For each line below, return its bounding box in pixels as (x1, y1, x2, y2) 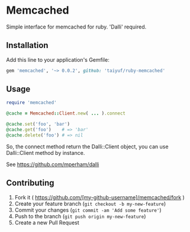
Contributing (6, 178, 54, 188)
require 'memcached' (6, 100, 57, 106)
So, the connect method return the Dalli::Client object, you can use (6, 143, 169, 150)
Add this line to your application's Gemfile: (6, 56, 110, 63)
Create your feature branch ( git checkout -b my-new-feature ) (14, 200, 166, 207)
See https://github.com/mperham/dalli (6, 161, 99, 168)
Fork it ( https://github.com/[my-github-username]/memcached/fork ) (14, 193, 185, 201)
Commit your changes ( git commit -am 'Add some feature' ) (14, 206, 162, 214)
